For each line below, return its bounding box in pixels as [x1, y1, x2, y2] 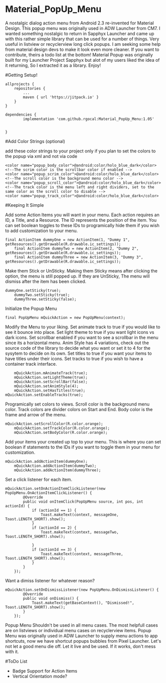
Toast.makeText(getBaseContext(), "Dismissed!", [31, 600, 135, 605]
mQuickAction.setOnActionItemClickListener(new [5, 486, 106, 491]
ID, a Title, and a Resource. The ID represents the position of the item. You [5, 217, 157, 223]
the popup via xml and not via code [5, 153, 78, 159]
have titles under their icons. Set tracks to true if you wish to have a [5, 355, 143, 362]
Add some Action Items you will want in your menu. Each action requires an [5, 212, 160, 218]
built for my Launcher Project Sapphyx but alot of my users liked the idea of [5, 57, 160, 63]
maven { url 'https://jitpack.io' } [23, 95, 99, 100]
